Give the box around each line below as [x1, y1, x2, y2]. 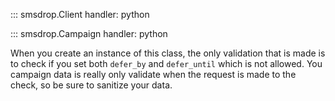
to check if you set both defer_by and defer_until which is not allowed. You [10, 58, 323, 69]
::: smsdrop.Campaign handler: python [10, 28, 168, 39]
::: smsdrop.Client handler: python [10, 9, 150, 20]
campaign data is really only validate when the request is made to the [10, 69, 297, 80]
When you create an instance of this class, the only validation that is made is [10, 47, 326, 59]
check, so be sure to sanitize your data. [10, 79, 173, 91]
